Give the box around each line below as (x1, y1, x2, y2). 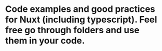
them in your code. (5, 35, 85, 47)
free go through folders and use (5, 25, 140, 36)
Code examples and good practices (5, 3, 155, 15)
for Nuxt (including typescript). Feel (5, 14, 157, 25)
